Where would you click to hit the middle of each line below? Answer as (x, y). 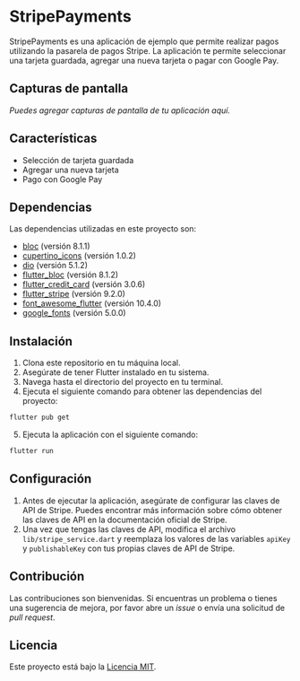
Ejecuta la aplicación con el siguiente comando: (110, 435)
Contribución (47, 576)
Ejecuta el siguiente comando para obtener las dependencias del (142, 391)
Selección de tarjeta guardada (78, 160)
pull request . (32, 617)
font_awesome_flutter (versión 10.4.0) (92, 303)
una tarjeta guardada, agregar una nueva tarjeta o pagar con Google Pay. (144, 60)
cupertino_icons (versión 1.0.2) (79, 256)
